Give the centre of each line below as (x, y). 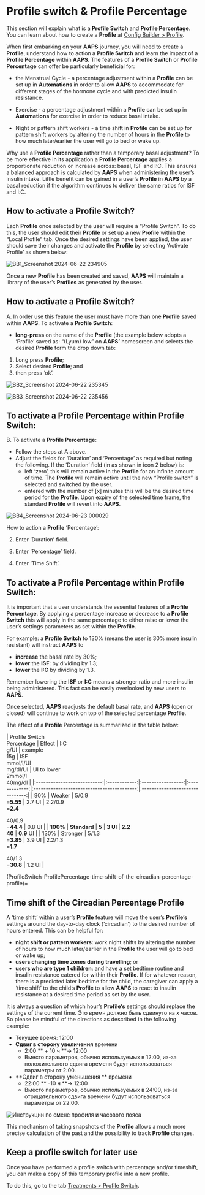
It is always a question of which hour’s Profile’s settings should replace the (101, 1006)
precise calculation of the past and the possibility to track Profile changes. (100, 1133)
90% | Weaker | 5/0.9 (61, 796)
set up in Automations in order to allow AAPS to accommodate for (99, 85)
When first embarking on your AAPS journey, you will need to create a (95, 47)
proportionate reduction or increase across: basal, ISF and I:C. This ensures (102, 166)
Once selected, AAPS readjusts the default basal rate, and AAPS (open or (99, 707)
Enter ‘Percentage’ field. (46, 552)
